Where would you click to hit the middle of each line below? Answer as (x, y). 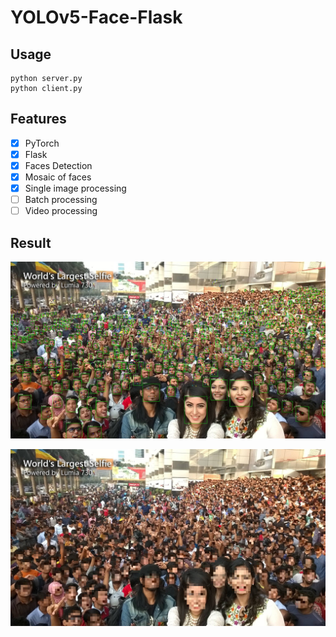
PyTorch (42, 143)
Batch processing (61, 200)
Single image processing (75, 188)
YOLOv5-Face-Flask (96, 17)
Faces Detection (58, 165)
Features (38, 119)
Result (31, 242)
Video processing (61, 211)
